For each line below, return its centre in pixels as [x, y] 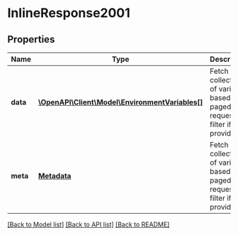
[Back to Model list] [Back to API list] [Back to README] [89, 224]
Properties [31, 39]
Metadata [55, 176]
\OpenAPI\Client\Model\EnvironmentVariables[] [120, 102]
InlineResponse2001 [69, 13]
